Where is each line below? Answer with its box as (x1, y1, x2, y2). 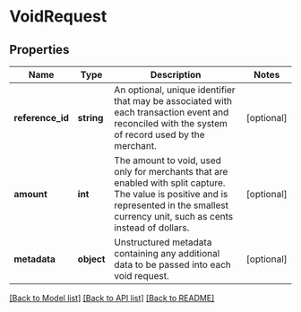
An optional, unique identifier (114, 83, 236, 96)
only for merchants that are (114, 166, 228, 178)
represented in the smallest (114, 199, 228, 212)
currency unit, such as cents (114, 211, 234, 222)
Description (150, 69, 202, 81)
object (77, 253, 106, 265)
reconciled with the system (114, 117, 228, 129)
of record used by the (114, 128, 205, 141)
